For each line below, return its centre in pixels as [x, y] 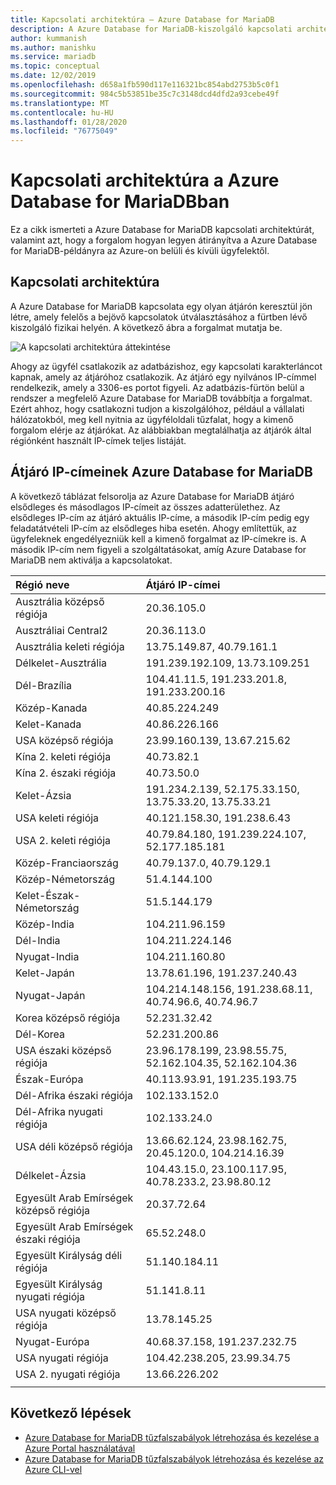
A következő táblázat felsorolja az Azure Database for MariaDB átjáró [152, 496]
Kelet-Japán [45, 973]
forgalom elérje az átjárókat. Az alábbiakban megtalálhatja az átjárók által [161, 430]
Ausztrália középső [60, 601]
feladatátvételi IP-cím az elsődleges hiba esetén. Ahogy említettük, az [154, 528]
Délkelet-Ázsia [51, 1175]
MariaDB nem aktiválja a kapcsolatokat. [91, 560]
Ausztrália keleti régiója [70, 646]
